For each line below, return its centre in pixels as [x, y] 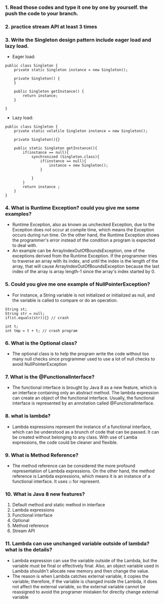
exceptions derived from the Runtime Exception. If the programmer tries [85, 256]
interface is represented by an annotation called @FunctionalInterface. [83, 403]
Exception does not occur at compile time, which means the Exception [83, 230]
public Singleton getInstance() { [49, 92]
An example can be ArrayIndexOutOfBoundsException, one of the [79, 251]
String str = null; [25, 313]
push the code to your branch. [42, 13]
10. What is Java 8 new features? [45, 494]
